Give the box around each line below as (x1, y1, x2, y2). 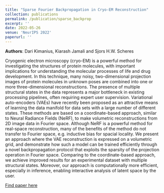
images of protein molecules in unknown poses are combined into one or (5, 78, 153, 84)
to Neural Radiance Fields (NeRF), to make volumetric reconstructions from (5, 115, 158, 121)
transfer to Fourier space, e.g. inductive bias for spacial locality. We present (5, 131, 159, 137)
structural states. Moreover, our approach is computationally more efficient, (5, 162, 159, 168)
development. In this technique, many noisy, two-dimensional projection (5, 73, 151, 79)
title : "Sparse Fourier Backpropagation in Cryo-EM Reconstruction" (5, 7, 149, 12)
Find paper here (5, 182, 38, 188)
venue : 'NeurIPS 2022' (5, 30, 52, 35)
